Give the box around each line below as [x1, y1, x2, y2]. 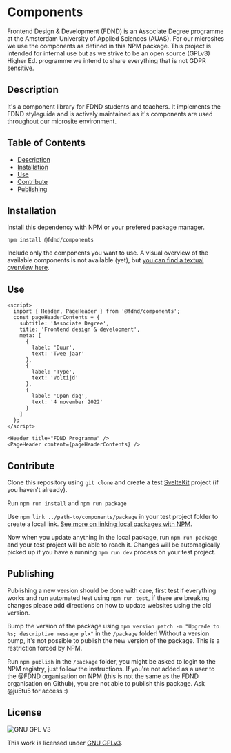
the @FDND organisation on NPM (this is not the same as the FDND [7, 672, 199, 680]
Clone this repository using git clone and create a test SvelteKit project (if [7, 478, 219, 487]
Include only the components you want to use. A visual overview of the [7, 248, 209, 257]
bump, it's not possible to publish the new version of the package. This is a [7, 636, 220, 644]
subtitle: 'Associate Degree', [19, 320, 110, 327]
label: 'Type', [32, 368, 76, 376]
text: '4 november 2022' [32, 399, 103, 406]
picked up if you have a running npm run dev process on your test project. [7, 548, 216, 556]
